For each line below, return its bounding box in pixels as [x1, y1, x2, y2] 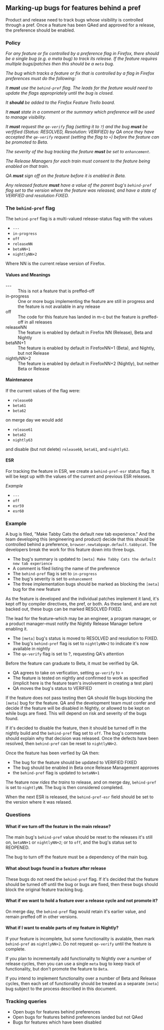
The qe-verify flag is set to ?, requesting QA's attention [12, 651, 124, 657]
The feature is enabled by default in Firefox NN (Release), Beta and [18, 329, 153, 335]
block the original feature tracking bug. [5, 887, 84, 892]
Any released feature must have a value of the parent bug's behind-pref [5, 182, 152, 188]
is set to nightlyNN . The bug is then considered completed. [5, 785, 124, 790]
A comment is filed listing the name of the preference [12, 565, 120, 571]
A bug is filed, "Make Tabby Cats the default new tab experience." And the [5, 531, 155, 537]
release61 [12, 427, 33, 432]
